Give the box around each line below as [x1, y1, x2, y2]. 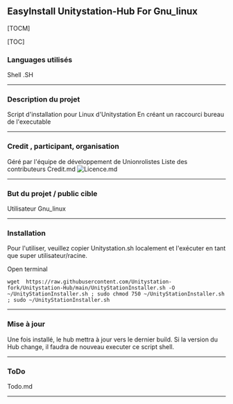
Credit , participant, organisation [7, 142, 120, 152]
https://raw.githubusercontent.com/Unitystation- [25, 278, 172, 286]
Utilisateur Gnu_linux [7, 204, 66, 213]
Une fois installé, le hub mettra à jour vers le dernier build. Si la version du [7, 335, 218, 344]
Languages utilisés [7, 55, 73, 65]
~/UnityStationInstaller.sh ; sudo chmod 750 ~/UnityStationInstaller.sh [7, 291, 225, 298]
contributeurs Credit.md [7, 165, 76, 173]
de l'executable [7, 118, 51, 126]
